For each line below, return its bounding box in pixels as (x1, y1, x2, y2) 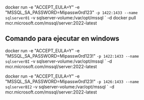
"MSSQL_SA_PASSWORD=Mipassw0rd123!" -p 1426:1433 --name (5, 78, 139, 84)
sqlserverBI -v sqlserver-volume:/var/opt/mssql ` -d (5, 58, 112, 64)
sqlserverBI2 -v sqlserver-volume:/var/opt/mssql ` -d (5, 84, 115, 90)
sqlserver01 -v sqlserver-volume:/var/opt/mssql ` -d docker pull (5, 15, 137, 20)
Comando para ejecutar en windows (5, 34, 120, 43)
